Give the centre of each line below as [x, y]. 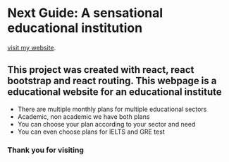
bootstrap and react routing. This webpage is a [112, 81]
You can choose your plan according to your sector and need [106, 124]
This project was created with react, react [101, 70]
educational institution [75, 28]
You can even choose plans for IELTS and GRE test [91, 132]
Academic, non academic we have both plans [83, 116]
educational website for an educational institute [114, 92]
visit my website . [32, 47]
